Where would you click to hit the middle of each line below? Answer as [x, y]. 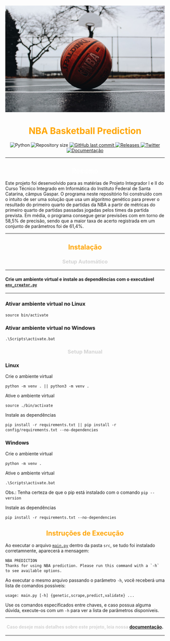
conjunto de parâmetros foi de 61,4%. [45, 226]
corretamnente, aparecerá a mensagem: [47, 551]
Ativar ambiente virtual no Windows [50, 328]
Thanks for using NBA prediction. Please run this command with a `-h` [82, 566]
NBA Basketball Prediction [85, 131]
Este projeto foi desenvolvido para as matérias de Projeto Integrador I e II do [84, 183]
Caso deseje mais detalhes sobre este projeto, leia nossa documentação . [85, 627]
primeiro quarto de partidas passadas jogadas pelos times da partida [77, 210]
